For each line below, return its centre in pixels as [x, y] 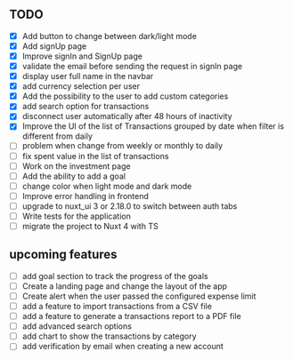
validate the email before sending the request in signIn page [132, 66]
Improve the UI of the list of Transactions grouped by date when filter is [153, 126]
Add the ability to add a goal [74, 176]
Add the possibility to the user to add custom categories [125, 96]
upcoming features [63, 255]
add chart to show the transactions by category [110, 336]
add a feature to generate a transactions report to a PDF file [132, 316]
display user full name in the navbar [88, 76]
